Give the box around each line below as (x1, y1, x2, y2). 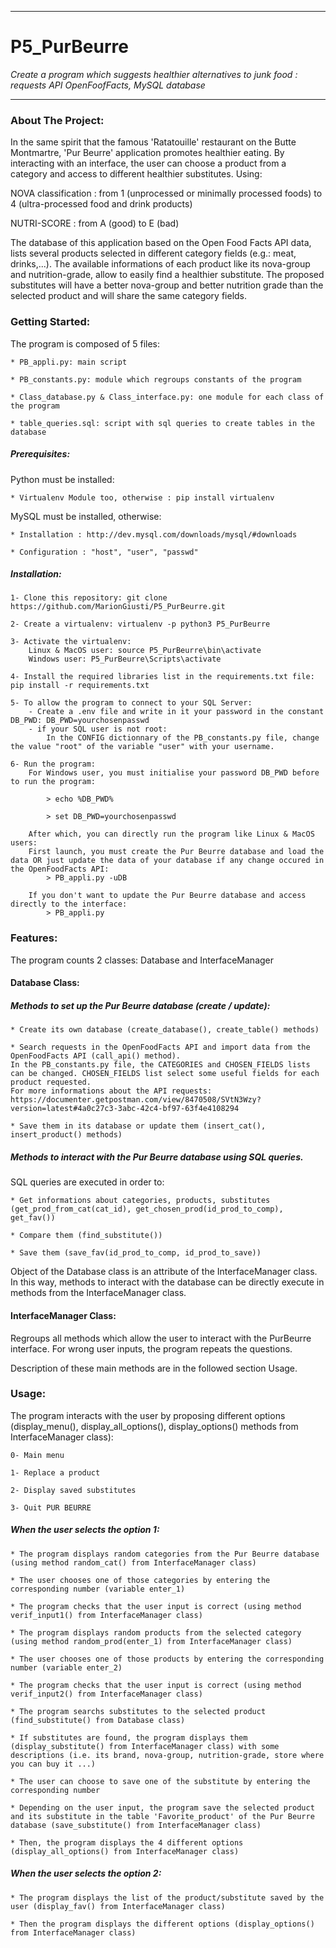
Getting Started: (10, 315, 91, 329)
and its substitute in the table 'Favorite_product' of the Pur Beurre (10, 1811, 315, 1821)
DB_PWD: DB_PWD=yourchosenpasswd (10, 716, 150, 726)
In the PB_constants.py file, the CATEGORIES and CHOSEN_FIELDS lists (10, 1060, 311, 1070)
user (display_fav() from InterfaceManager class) (10, 1901, 226, 1911)
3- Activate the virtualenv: (10, 637, 132, 647)
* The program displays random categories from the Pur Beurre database (10, 1549, 320, 1559)
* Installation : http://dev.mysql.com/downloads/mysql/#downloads (10, 529, 298, 540)
